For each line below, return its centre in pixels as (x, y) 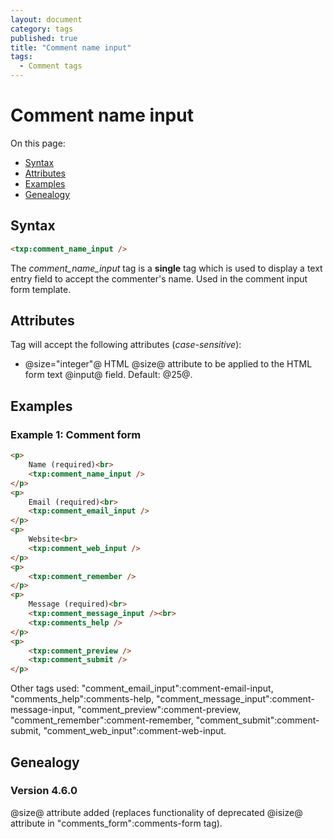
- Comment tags (51, 66)
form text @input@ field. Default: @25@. (108, 375)
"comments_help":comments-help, (82, 699)
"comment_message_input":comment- (235, 699)
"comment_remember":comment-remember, (102, 720)
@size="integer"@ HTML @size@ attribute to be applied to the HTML (168, 364)
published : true (44, 38)
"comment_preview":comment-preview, (159, 710)
